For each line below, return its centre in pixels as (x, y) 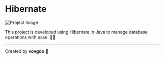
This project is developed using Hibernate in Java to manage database (77, 32)
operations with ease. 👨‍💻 (30, 37)
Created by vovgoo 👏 (27, 51)
